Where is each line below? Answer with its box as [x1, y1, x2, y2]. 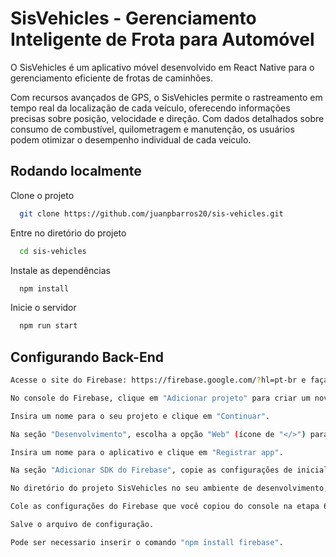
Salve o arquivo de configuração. [10, 520, 155, 530]
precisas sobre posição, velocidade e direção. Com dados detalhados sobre [10, 112, 325, 124]
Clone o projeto [10, 189, 75, 201]
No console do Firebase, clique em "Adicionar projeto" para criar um [10, 393, 311, 403]
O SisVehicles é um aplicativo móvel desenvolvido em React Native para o [10, 61, 315, 73]
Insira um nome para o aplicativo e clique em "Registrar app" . [10, 447, 284, 457]
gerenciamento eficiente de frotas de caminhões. [10, 72, 214, 84]
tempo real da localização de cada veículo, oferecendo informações [10, 102, 291, 114]
